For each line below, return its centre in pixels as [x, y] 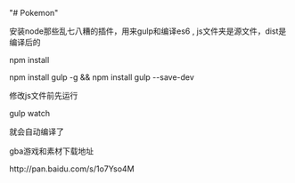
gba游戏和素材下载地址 [52, 151]
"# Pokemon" [34, 13]
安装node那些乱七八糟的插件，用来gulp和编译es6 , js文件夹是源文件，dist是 [148, 31]
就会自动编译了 [37, 131]
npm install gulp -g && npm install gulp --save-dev [102, 77]
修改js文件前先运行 [44, 95]
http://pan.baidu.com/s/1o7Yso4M [72, 169]
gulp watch [30, 113]
